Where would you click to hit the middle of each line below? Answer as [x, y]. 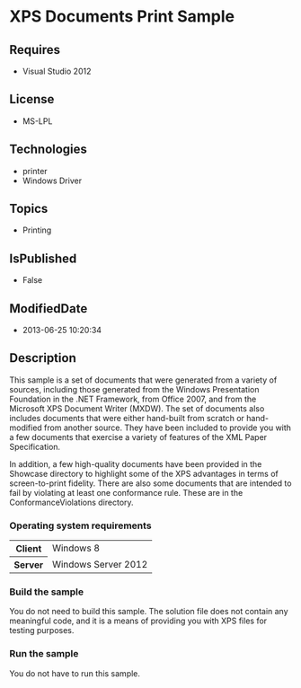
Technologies [49, 150]
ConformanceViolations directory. [71, 502]
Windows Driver [52, 181]
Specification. [35, 446]
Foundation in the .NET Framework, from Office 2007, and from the [133, 399]
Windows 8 [76, 548]
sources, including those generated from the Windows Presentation [134, 389]
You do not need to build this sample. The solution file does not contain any [149, 612]
